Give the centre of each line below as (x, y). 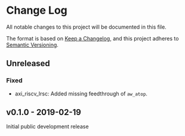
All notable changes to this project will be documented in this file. (87, 27)
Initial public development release (47, 126)
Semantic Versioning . (32, 45)
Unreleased (28, 64)
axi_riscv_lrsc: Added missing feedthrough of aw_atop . (81, 94)
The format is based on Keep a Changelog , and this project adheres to (92, 38)
